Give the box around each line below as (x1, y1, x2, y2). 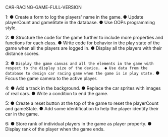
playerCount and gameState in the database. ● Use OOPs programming (5, 20, 155, 25)
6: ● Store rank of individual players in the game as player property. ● (5, 121, 152, 126)
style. (5, 25, 17, 31)
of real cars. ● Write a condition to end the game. (5, 91, 108, 96)
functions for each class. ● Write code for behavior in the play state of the (5, 40, 160, 46)
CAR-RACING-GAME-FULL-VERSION (5, 5, 82, 10)
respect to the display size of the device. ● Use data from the (5, 65, 148, 71)
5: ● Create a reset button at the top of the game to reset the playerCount (5, 100, 159, 106)
